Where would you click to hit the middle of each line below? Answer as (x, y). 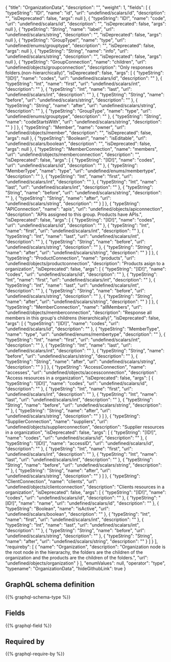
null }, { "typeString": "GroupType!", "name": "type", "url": (66, 40)
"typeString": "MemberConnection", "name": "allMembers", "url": (74, 307)
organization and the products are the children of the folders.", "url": (77, 558)
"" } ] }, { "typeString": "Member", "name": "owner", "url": (66, 127)
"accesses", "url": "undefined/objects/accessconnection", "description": (82, 372)
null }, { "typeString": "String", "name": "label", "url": (60, 29)
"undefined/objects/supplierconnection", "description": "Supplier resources (85, 427)
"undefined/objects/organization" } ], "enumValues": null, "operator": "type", (86, 563)
